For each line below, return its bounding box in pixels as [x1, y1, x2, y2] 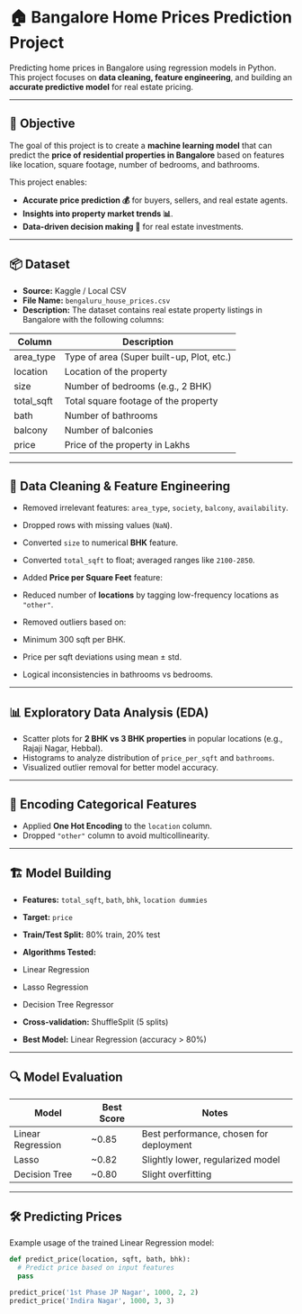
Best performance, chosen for [141, 1127, 269, 1140]
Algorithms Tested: [22, 946, 97, 957]
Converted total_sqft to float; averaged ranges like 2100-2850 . [22, 555, 255, 566]
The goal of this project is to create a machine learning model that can [9, 140, 272, 151]
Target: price [22, 911, 74, 922]
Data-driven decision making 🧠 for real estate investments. [22, 221, 244, 232]
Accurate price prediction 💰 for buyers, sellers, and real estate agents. [22, 195, 289, 205]
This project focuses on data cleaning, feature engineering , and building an [9, 71, 292, 82]
